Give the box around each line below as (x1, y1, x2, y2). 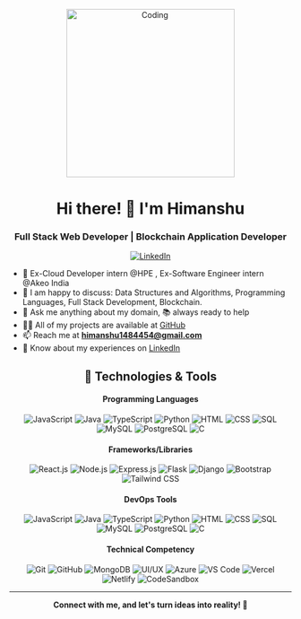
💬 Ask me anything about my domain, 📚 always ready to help (21, 307, 250, 318)
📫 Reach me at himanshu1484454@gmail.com (21, 330, 202, 341)
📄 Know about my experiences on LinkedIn (21, 343, 181, 353)
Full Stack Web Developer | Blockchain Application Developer (14, 231, 287, 243)
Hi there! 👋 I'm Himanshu (56, 198, 245, 219)
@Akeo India (21, 278, 70, 289)
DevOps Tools (124, 493, 177, 504)
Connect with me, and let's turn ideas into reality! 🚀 (53, 599, 248, 610)
